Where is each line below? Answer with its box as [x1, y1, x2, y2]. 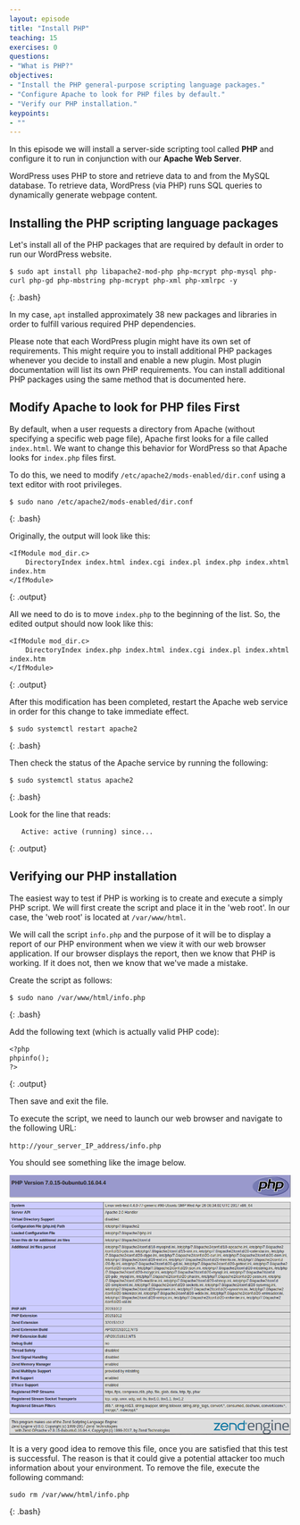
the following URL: [9, 1123, 78, 1133]
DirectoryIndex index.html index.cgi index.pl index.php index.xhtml [25, 557, 290, 567]
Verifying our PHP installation [9, 868, 178, 885]
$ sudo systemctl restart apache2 [9, 724, 138, 733]
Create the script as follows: [9, 975, 113, 986]
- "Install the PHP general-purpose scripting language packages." [9, 80, 266, 89]
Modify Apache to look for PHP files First [9, 400, 240, 415]
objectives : [9, 72, 54, 80]
